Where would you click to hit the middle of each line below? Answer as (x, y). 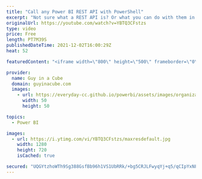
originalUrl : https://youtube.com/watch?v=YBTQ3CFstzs (76, 23)
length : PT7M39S (26, 40)
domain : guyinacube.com (41, 84)
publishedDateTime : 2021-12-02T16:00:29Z (59, 46)
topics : (16, 117)
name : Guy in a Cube (37, 78)
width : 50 (34, 101)
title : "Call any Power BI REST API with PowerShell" (75, 12)
